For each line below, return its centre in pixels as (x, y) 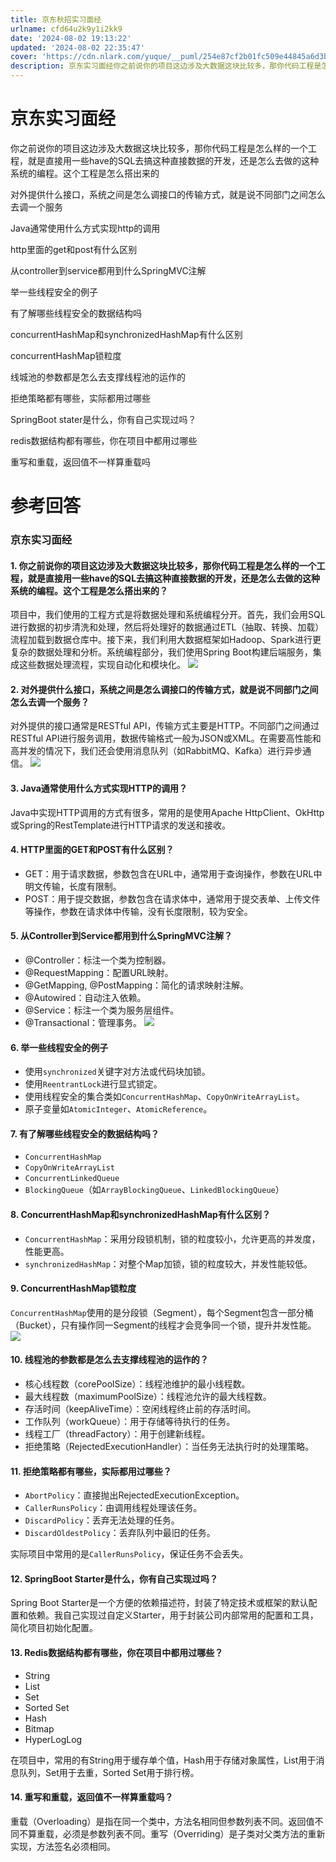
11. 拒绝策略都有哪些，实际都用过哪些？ (91, 1471)
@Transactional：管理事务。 (83, 1023)
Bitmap (39, 1728)
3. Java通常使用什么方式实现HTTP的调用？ (99, 788)
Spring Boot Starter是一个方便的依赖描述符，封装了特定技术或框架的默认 (159, 1603)
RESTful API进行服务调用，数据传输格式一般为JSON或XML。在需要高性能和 (166, 738)
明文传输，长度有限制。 (73, 886)
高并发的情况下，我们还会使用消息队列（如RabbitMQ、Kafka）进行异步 (156, 751)
